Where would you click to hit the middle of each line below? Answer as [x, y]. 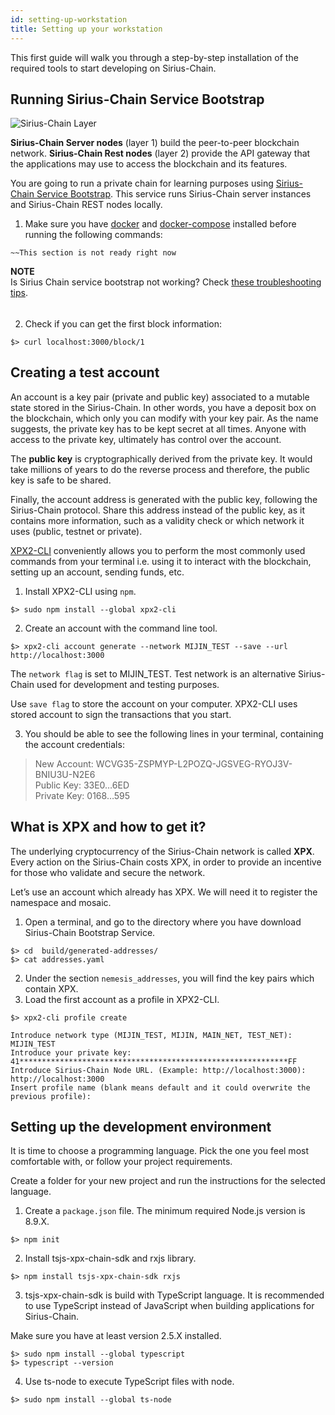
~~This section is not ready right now [93, 253]
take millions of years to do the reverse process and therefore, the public [160, 469]
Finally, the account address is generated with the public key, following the [164, 499]
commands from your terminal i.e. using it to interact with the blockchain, [161, 561]
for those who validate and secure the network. [108, 872]
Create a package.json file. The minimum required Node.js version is [165, 1211]
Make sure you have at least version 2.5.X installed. [116, 1336]
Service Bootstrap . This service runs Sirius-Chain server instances [174, 194]
